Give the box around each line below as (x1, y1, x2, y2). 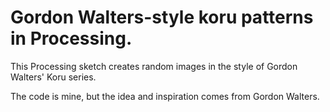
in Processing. (10, 27, 133, 50)
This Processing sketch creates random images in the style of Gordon (10, 60, 298, 72)
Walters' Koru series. (10, 71, 97, 83)
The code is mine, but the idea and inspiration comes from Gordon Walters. (10, 90, 320, 102)
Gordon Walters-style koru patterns (10, 6, 314, 29)
